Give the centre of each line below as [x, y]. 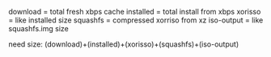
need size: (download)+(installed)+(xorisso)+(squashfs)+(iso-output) [124, 44]
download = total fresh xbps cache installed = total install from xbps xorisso [135, 12]
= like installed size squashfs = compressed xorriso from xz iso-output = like [136, 20]
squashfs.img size [38, 28]
